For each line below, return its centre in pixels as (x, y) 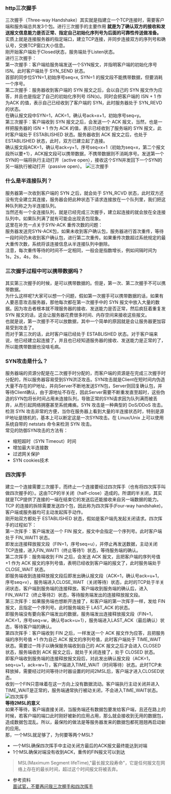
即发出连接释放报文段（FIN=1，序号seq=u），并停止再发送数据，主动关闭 (81, 544)
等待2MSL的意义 (23, 703)
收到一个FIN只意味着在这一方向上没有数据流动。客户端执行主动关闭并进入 (82, 684)
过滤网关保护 (26, 454)
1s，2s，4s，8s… (24, 257)
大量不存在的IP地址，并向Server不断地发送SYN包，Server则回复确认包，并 (84, 386)
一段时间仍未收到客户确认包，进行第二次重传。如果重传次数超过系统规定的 (83, 237)
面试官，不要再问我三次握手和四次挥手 (53, 786)
